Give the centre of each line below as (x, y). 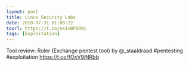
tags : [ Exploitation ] (33, 34)
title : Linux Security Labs (41, 17)
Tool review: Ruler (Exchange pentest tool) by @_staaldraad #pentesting (95, 51)
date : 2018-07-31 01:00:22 (40, 23)
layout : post (22, 12)
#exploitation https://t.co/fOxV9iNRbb (53, 57)
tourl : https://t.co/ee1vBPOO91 (46, 28)
